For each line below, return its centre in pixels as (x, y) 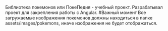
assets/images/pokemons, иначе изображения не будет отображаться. (81, 23)
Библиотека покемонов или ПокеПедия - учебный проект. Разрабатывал (84, 7)
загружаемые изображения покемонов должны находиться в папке (79, 18)
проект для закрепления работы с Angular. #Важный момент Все (76, 12)
